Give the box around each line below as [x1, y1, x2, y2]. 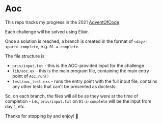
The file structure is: [5, 53, 46, 59]
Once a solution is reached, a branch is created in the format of [5, 38, 134, 44]
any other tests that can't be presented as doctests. [12, 83, 117, 89]
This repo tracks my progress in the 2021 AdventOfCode [5, 19, 119, 25]
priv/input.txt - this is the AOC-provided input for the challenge [12, 62, 144, 68]
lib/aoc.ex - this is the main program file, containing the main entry [12, 67, 149, 74]
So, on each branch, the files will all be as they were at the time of [5, 93, 138, 99]
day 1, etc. [5, 103, 26, 109]
